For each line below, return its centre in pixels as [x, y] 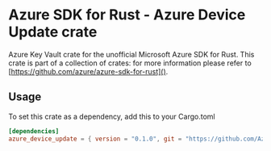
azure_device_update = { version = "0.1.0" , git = [95, 139]
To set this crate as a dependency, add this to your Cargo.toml [112, 116]
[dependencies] [34, 131]
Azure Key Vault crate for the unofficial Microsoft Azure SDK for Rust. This [131, 54]
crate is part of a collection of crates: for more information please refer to [130, 63]
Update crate [53, 32]
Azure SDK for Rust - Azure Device [127, 15]
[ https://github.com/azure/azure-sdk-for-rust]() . [88, 71]
